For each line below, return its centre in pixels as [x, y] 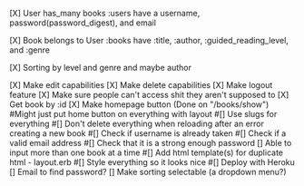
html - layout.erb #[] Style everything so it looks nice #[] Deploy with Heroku [152, 162]
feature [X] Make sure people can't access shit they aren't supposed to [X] [149, 95]
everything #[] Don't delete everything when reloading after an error [137, 123]
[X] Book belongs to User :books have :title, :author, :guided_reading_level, [149, 40]
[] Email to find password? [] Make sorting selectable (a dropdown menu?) [148, 172]
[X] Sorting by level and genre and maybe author [101, 68]
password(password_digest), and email [83, 23]
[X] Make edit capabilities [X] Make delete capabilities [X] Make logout [141, 85]
